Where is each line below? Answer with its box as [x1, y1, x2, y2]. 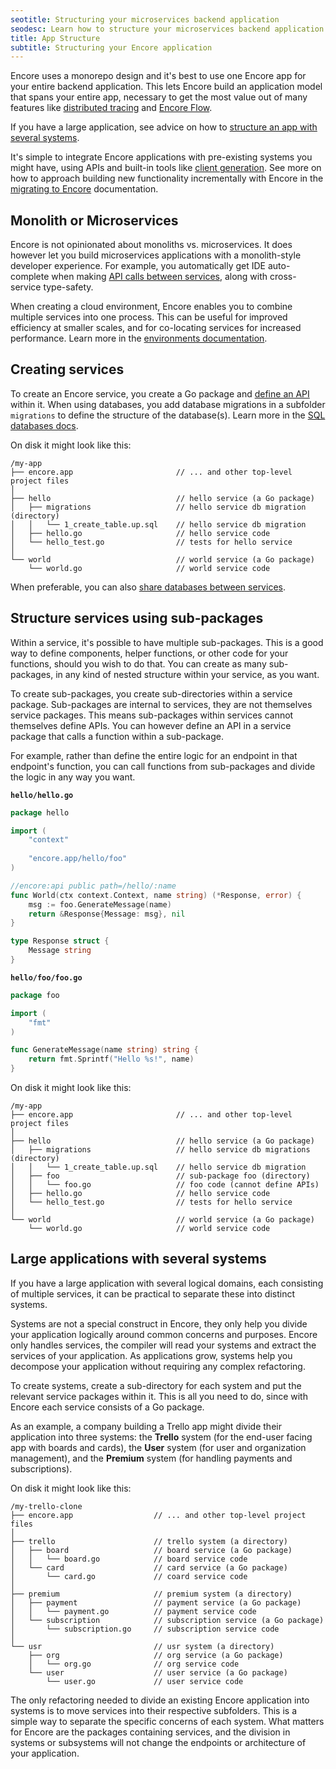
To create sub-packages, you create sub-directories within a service [10, 687, 293, 700]
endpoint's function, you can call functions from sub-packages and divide [10, 760, 316, 772]
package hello [10, 807, 70, 818]
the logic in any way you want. [10, 771, 136, 783]
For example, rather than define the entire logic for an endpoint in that [10, 749, 298, 761]
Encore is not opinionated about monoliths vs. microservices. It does [10, 239, 293, 251]
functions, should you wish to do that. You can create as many [10, 657, 267, 670]
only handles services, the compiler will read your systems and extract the [10, 1339, 317, 1351]
